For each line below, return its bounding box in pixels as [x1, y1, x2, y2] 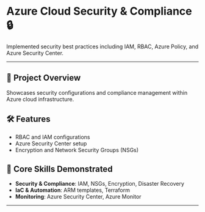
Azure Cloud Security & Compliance [6, 4, 192, 18]
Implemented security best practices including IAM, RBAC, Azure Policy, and [6, 43, 199, 50]
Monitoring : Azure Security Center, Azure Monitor [15, 193, 142, 200]
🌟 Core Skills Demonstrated [6, 164, 113, 174]
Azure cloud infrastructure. [6, 95, 74, 103]
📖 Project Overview [6, 73, 81, 83]
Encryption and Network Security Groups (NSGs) [15, 146, 139, 153]
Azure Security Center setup [15, 139, 87, 147]
